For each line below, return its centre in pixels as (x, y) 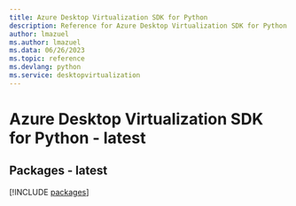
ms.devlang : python (45, 67)
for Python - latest (78, 138)
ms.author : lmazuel (45, 42)
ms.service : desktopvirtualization (75, 75)
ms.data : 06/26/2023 (47, 51)
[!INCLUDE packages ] (49, 192)
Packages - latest (58, 171)
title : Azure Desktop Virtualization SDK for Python (109, 17)
